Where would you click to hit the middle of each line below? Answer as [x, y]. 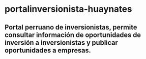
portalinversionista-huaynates [68, 9]
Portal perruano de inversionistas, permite [71, 27]
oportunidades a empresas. [48, 50]
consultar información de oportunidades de [73, 35]
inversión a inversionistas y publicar [61, 43]
